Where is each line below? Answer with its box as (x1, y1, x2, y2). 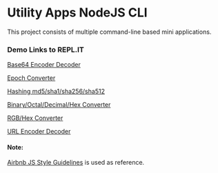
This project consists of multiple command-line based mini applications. (7, 28, 212, 36)
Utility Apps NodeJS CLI (7, 5, 148, 21)
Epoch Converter (7, 74, 56, 82)
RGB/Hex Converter (7, 114, 63, 122)
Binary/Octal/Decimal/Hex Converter (7, 101, 111, 109)
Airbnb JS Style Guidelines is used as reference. (7, 159, 145, 167)
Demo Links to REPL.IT (7, 45, 85, 54)
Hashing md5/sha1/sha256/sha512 (7, 88, 106, 96)
